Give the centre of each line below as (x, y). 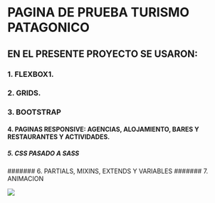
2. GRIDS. (24, 93)
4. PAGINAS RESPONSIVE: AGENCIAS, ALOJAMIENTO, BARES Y (103, 129)
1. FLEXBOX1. (31, 74)
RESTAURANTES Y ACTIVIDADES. (59, 137)
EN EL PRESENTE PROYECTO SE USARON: (103, 54)
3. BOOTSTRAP (35, 113)
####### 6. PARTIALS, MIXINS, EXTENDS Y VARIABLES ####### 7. (108, 171)
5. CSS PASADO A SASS (43, 153)
